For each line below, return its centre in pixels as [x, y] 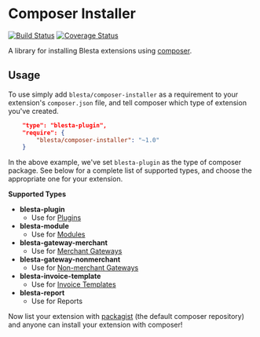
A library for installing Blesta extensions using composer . [100, 50]
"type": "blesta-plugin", [65, 125]
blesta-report [42, 293]
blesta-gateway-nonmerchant [70, 259]
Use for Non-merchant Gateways [85, 268]
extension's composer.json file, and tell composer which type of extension [128, 102]
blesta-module [44, 226]
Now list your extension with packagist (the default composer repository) [126, 317]
